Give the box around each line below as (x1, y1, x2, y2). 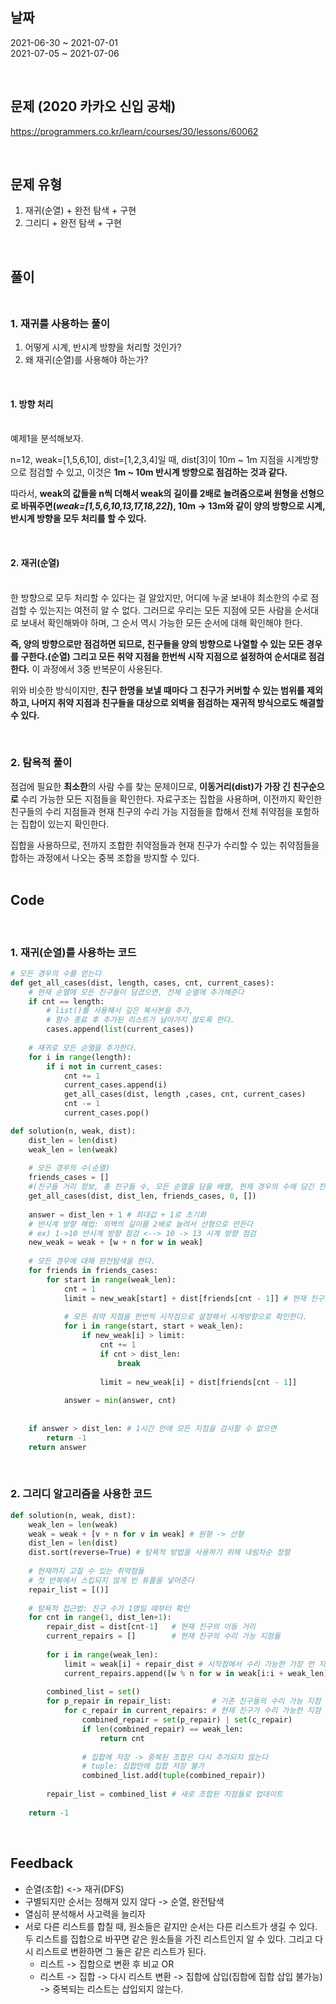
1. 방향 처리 (10, 398, 54, 410)
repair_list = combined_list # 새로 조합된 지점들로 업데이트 (46, 1789, 283, 1800)
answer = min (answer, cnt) (63, 1396, 177, 1406)
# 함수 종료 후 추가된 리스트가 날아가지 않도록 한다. (46, 1015, 235, 1025)
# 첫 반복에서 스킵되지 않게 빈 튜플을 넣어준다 (28, 1575, 195, 1585)
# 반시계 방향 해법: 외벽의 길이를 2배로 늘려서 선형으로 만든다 (28, 1219, 254, 1229)
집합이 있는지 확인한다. (20, 818, 110, 830)
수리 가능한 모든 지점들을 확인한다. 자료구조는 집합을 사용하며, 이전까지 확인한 (20, 793, 323, 805)
